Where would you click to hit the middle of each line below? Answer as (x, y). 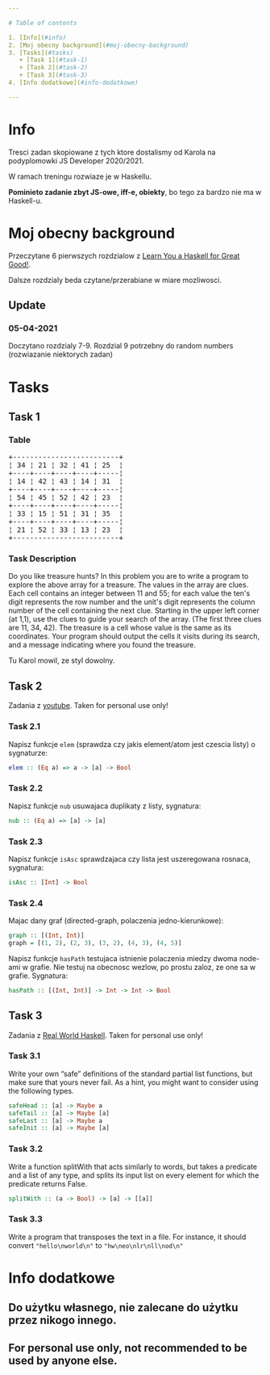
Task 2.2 (25, 788)
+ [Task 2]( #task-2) (54, 68)
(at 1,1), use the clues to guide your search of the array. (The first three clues (135, 619)
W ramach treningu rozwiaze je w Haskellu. (80, 176)
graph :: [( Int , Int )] (46, 936)
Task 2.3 (25, 841)
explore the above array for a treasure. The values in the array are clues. (129, 585)
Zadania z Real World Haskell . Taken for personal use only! (106, 1035)
